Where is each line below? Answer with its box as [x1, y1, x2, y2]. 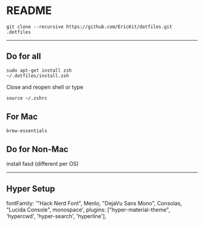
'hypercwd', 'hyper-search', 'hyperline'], [6, 213, 107, 220]
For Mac [6, 112, 38, 122]
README [6, 4, 52, 18]
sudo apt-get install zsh [6, 67, 72, 74]
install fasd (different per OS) [6, 160, 79, 168]
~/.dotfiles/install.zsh [6, 72, 69, 79]
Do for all [6, 51, 41, 61]
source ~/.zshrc [6, 95, 47, 101]
